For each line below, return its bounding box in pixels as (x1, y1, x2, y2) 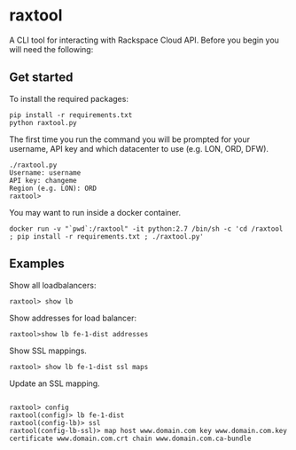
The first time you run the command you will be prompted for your (9, 134, 251, 145)
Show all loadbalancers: (9, 280, 97, 290)
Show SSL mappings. (9, 345, 87, 356)
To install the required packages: (9, 93, 129, 104)
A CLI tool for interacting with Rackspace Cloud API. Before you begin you (9, 35, 279, 45)
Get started (9, 70, 74, 85)
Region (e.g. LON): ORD (9, 184, 97, 193)
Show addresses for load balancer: (9, 312, 137, 323)
